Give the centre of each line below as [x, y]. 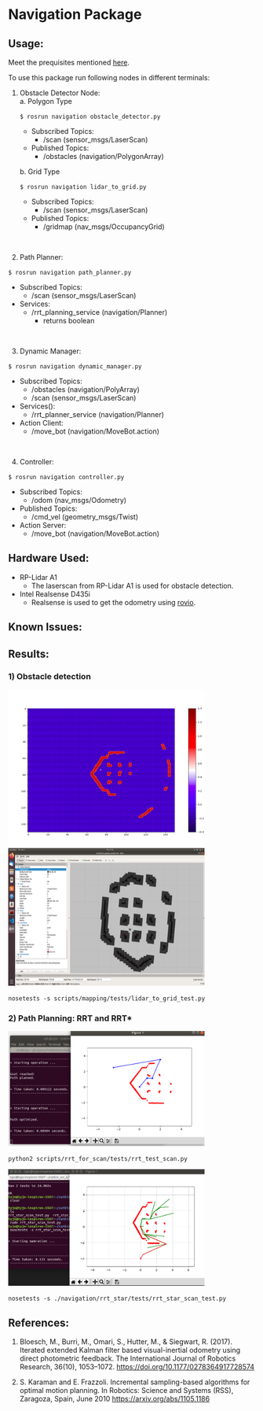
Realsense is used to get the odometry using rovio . [113, 602]
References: [38, 1322]
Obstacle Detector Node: [60, 93]
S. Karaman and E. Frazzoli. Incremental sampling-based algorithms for [135, 1382]
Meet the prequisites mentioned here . [69, 62]
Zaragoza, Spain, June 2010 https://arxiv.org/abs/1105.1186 [115, 1399]
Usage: [26, 44]
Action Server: [43, 525]
